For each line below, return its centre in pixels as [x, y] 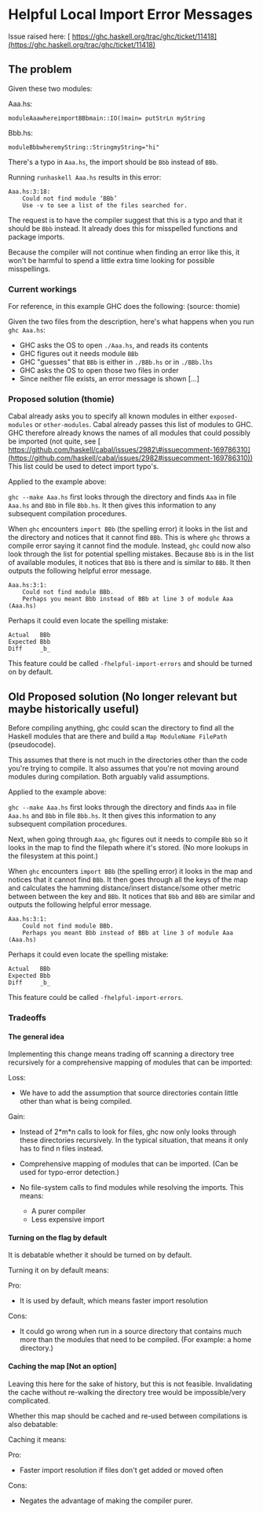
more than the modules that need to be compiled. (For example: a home [135, 1340]
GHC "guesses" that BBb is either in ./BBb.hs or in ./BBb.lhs [116, 362]
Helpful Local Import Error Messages [130, 15]
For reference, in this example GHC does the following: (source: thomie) [124, 307]
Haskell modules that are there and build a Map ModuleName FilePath [118, 736]
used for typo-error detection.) [69, 1173]
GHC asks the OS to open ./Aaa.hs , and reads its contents [114, 345]
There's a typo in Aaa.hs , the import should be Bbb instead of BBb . [113, 162]
